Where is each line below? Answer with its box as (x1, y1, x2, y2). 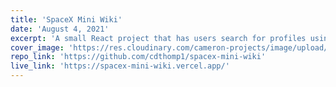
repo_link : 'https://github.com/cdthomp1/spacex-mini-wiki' (10, 52, 267, 62)
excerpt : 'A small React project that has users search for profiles (10, 33, 307, 43)
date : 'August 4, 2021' (10, 24, 110, 34)
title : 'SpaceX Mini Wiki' (10, 14, 123, 25)
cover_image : (10, 42, 65, 53)
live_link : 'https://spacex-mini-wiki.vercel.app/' (10, 61, 230, 71)
